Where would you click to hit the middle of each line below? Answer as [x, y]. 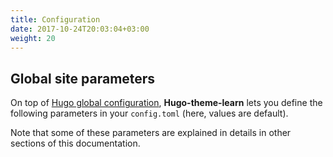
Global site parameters [83, 78]
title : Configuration [55, 19]
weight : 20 [33, 38]
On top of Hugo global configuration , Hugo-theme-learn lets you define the [166, 103]
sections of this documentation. [75, 143]
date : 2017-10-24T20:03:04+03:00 [80, 29]
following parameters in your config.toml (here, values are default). [149, 113]
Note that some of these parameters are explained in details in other [151, 133]
